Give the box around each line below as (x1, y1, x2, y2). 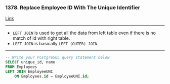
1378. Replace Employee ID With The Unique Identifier (5, 4, 141, 11)
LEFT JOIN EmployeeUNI (5, 69, 53, 74)
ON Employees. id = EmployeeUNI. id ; (14, 73, 90, 79)
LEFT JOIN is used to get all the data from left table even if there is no (12, 30, 156, 36)
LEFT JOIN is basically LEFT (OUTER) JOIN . (12, 41, 99, 47)
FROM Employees (5, 64, 37, 69)
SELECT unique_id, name (5, 60, 56, 65)
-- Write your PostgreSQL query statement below (5, 55, 110, 60)
